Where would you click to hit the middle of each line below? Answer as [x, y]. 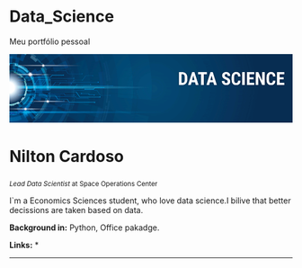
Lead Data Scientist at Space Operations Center [84, 184]
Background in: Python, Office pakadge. [84, 228]
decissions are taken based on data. [76, 210]
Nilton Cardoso [67, 156]
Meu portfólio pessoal [50, 41]
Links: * [24, 246]
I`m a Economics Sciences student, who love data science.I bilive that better [150, 201]
